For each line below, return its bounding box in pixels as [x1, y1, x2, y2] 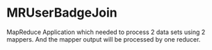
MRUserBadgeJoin [6, 5, 117, 21]
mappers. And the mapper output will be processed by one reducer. [6, 35, 201, 43]
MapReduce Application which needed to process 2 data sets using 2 [6, 28, 206, 36]
